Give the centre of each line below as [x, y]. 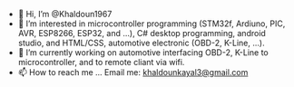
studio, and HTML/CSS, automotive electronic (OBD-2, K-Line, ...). [141, 43]
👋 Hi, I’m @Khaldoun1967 [65, 14]
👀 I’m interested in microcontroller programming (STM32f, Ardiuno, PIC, [152, 24]
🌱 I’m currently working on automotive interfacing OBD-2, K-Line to [143, 53]
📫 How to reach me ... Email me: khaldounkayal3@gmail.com [133, 72]
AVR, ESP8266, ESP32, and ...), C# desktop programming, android [142, 33]
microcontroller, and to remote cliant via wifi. [101, 62]
